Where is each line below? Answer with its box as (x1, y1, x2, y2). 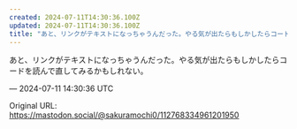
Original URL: (9, 101, 57, 111)
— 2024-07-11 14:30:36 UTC (9, 83, 114, 94)
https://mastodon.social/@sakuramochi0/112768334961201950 (9, 110, 240, 120)
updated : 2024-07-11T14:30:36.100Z (9, 21, 141, 30)
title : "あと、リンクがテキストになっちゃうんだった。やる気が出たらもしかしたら (9, 29, 271, 38)
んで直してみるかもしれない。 (39, 65, 148, 76)
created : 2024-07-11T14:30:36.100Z (9, 12, 141, 22)
